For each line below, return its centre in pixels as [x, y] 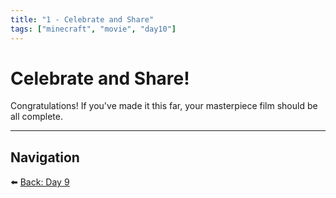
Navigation [45, 157]
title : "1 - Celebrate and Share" [82, 19]
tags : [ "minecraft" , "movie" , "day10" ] [93, 29]
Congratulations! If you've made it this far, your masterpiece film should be [164, 106]
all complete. [36, 117]
